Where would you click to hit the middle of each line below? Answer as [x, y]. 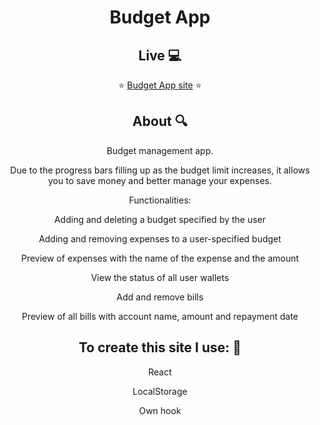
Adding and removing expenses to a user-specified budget [160, 238]
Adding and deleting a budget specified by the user [160, 219]
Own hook [160, 410]
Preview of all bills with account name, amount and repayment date [160, 316]
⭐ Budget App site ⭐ [160, 85]
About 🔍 [160, 121]
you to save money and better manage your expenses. [159, 180]
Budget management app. [160, 150]
